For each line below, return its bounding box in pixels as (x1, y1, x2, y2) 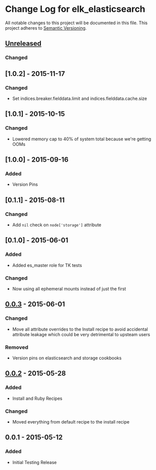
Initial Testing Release (12, 459, 57, 465)
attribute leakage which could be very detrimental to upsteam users (12, 331, 151, 337)
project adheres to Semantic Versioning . (5, 25, 87, 31)
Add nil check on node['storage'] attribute (12, 222, 102, 228)
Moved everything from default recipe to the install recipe (12, 419, 130, 425)
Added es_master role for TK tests (12, 262, 82, 268)
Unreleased (5, 40, 42, 48)
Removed (5, 343, 29, 350)
